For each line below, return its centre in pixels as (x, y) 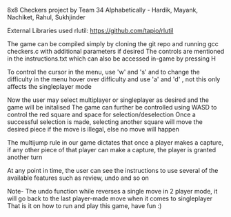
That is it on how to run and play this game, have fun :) (84, 206)
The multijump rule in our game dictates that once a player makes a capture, (115, 143)
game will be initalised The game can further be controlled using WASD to (112, 107)
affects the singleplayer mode (49, 86)
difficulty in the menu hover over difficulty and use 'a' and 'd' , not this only (114, 79)
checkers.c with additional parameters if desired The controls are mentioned (116, 51)
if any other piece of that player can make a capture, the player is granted (112, 150)
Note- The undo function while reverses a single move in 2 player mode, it (112, 191)
